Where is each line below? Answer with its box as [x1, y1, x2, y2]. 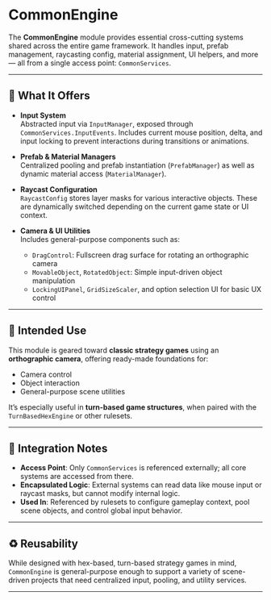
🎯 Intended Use [8, 324, 87, 338]
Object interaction [19, 377, 81, 388]
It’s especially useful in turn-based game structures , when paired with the [8, 402, 257, 412]
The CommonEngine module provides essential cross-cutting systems [8, 32, 244, 42]
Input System [19, 110, 66, 120]
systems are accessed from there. [19, 472, 135, 481]
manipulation [31, 276, 76, 285]
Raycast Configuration [19, 184, 98, 194]
